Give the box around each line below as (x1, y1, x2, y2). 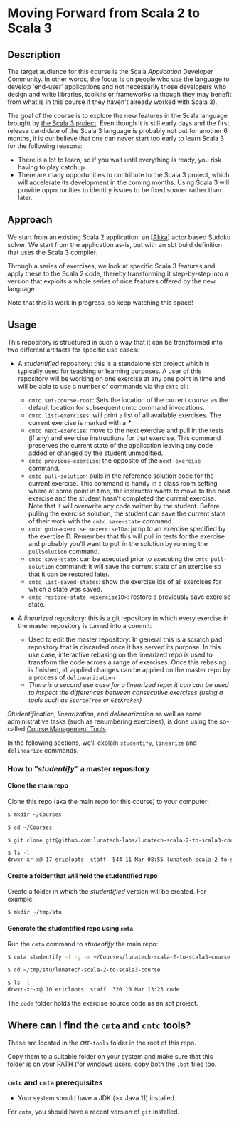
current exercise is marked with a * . (28, 418, 134, 427)
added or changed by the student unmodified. (28, 449, 164, 457)
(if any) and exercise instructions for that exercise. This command (28, 433, 221, 442)
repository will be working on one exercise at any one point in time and (17, 374, 225, 382)
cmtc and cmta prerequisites (7, 1077, 103, 1087)
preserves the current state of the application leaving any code (28, 441, 213, 449)
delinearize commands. (7, 746, 79, 754)
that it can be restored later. (28, 570, 110, 578)
